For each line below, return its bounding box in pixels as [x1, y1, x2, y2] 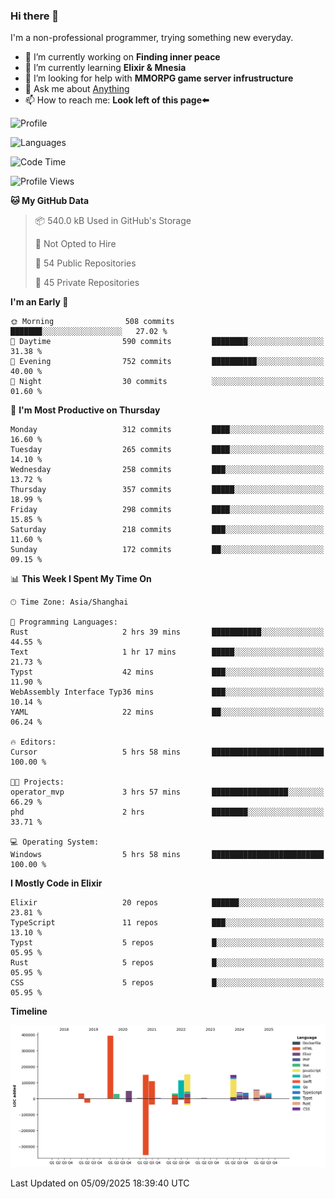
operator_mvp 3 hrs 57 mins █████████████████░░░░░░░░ [10, 787, 325, 798]
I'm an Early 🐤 [10, 296, 69, 308]
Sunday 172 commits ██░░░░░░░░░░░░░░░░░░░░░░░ [10, 545, 325, 555]
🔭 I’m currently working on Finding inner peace [24, 51, 221, 63]
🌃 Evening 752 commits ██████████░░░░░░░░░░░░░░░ [10, 357, 325, 367]
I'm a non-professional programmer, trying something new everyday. [10, 32, 294, 44]
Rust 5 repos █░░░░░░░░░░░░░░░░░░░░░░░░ [10, 958, 325, 968]
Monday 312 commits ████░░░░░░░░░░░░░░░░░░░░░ [10, 425, 325, 435]
